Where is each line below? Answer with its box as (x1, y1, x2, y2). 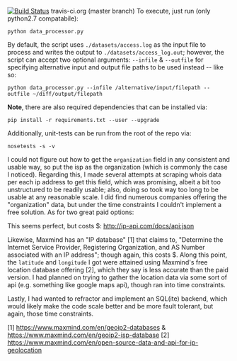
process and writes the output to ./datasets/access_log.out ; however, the (7, 48, 224, 56)
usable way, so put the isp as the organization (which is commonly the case (7, 163, 228, 171)
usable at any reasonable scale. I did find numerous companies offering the (7, 193, 228, 201)
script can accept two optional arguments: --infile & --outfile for (7, 55, 204, 64)
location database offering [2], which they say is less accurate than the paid (7, 266, 229, 274)
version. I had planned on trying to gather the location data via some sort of (7, 273, 228, 282)
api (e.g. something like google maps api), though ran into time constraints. (7, 281, 226, 289)
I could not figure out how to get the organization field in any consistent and (7, 155, 230, 163)
